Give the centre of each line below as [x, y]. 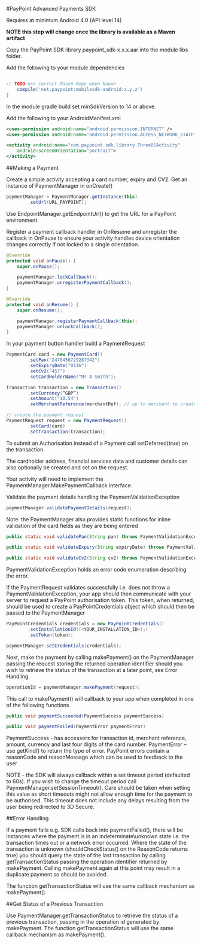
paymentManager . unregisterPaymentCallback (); [75, 283]
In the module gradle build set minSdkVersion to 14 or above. [81, 106]
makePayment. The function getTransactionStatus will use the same [90, 928]
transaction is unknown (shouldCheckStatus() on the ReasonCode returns [97, 849]
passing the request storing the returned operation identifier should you [95, 664]
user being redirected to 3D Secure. [50, 807]
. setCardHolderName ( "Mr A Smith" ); [72, 377]
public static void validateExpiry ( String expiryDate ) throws [85, 547]
